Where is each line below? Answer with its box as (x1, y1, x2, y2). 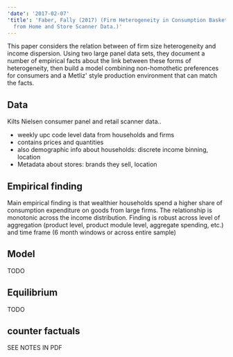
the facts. (7, 79, 35, 87)
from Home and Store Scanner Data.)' (13, 23, 123, 30)
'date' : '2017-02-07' (7, 10, 70, 17)
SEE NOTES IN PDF (7, 344, 62, 352)
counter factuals (7, 325, 80, 337)
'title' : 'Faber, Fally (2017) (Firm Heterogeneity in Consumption (7, 17, 207, 24)
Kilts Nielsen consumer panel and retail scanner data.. (7, 117, 162, 125)
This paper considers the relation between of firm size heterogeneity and (7, 42, 216, 51)
